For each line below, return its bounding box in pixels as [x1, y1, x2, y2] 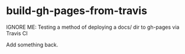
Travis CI [6, 29, 28, 36]
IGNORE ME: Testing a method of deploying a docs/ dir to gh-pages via [6, 23, 180, 31]
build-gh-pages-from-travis [6, 4, 148, 18]
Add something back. [6, 41, 59, 48]
